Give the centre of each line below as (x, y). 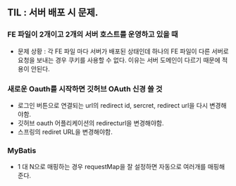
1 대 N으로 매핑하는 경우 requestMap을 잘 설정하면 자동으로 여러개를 (112, 167)
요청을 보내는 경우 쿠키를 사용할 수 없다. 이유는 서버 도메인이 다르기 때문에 (119, 60)
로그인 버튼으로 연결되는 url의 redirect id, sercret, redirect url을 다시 (113, 105)
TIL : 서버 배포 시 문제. (53, 13)
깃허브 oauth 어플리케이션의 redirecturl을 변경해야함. (91, 123)
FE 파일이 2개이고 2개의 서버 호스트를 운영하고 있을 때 (93, 35)
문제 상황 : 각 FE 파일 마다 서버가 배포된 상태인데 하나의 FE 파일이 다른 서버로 (123, 51)
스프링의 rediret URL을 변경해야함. (65, 132)
